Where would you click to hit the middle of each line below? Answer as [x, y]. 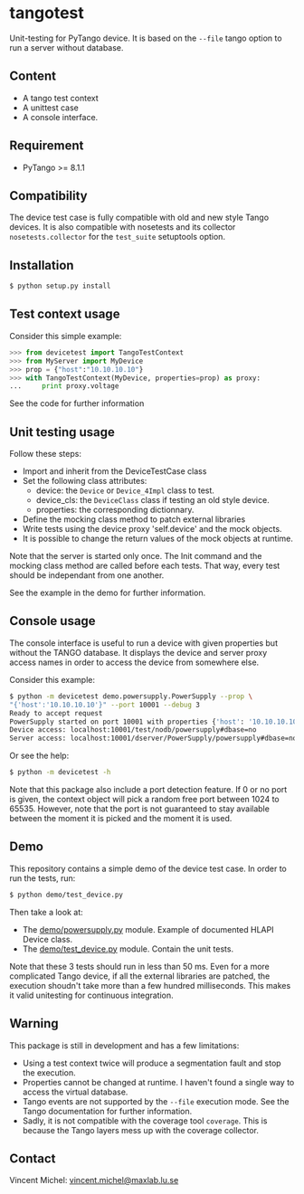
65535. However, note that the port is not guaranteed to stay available [139, 809]
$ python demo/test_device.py [66, 895]
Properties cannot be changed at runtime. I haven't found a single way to [158, 1082]
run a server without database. [66, 47]
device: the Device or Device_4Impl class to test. [125, 490]
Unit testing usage [62, 432]
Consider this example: [52, 679]
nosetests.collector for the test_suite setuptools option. [118, 237]
